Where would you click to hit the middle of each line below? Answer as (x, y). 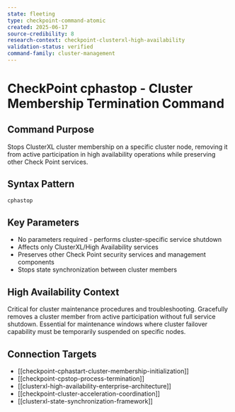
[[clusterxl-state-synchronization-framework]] (85, 401)
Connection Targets (52, 354)
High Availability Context (63, 292)
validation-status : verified (50, 47)
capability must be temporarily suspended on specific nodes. (97, 332)
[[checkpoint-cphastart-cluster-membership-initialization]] (103, 371)
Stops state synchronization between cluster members (97, 269)
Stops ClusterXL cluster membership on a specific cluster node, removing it (117, 147)
